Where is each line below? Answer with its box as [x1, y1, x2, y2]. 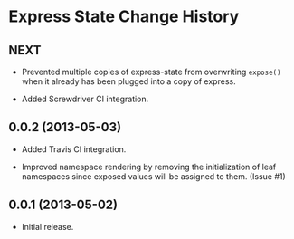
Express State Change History [8, 6, 240, 27]
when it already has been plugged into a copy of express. [21, 76, 236, 87]
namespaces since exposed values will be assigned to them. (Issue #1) [21, 170, 286, 182]
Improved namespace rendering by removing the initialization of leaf [21, 161, 277, 172]
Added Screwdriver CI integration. [21, 93, 149, 104]
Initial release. [21, 221, 74, 232]
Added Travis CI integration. [21, 143, 127, 155]
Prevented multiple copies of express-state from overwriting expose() [21, 66, 281, 77]
